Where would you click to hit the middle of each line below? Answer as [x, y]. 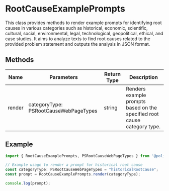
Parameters [64, 77]
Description [144, 77]
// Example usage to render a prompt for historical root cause [74, 165]
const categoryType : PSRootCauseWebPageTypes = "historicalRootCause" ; [82, 170]
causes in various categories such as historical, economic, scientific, [76, 28]
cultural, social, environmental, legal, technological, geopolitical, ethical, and [84, 33]
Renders [136, 88]
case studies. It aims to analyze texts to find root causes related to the [78, 39]
